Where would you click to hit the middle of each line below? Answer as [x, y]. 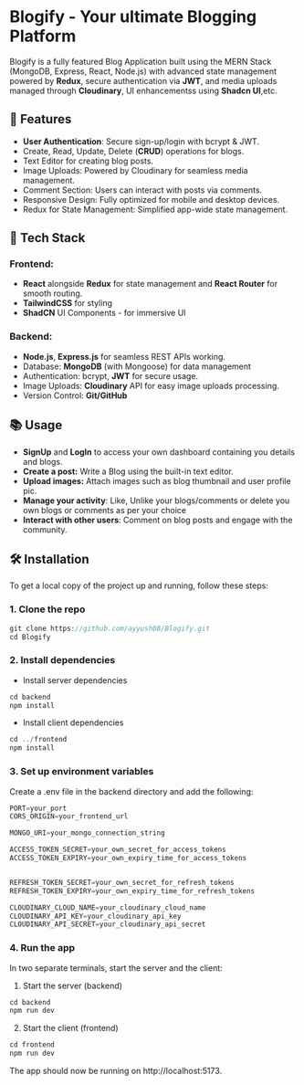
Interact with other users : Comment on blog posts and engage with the [157, 520]
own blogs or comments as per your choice [105, 510]
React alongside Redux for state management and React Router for [150, 284]
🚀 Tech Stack [47, 238]
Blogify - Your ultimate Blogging [133, 17]
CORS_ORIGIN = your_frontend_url [69, 816]
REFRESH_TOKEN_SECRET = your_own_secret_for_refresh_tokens [122, 882]
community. [45, 529]
